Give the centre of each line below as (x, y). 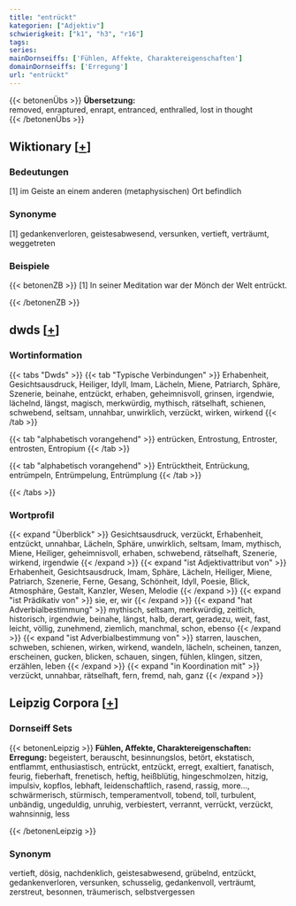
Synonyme (33, 214)
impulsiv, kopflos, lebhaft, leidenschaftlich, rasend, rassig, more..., (129, 786)
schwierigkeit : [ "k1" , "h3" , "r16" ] (76, 34)
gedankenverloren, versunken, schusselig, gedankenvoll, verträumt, (133, 883)
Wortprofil (32, 515)
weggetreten (32, 243)
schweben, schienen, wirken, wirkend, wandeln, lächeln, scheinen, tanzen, (145, 647)
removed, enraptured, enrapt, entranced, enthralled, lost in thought (131, 109)
